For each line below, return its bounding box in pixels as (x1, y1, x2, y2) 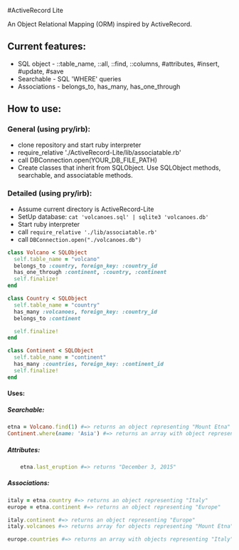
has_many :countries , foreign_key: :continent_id (14, 360, 164, 368)
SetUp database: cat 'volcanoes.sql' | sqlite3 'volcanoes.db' (17, 212, 209, 220)
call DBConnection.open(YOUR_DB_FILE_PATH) (17, 156, 158, 164)
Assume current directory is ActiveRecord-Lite (17, 205, 154, 213)
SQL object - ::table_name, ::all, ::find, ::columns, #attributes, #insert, (17, 59, 220, 68)
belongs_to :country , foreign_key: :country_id (14, 262, 158, 270)
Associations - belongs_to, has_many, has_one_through (17, 82, 181, 91)
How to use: (7, 103, 62, 115)
